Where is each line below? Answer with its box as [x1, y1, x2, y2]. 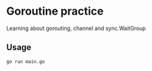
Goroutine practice [6, 4, 104, 18]
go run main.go [6, 58, 45, 65]
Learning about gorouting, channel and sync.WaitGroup [6, 24, 147, 32]
